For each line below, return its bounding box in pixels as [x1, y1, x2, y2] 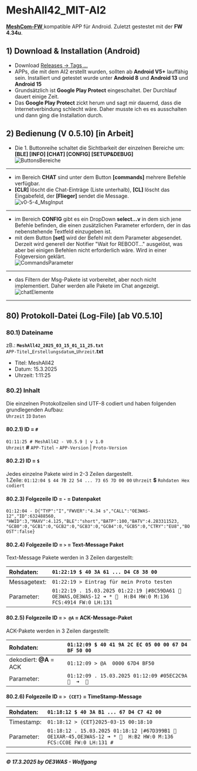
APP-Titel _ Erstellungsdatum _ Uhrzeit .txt [6, 348, 104, 355]
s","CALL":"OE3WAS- [103, 508, 151, 514]
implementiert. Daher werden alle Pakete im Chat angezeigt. [14, 282, 160, 289]
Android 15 [14, 80, 42, 87]
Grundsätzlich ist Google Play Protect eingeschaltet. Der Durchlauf [14, 86, 177, 94]
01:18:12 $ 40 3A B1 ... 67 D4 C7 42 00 [47, 708, 162, 715]
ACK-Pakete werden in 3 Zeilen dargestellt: [6, 627, 110, 634]
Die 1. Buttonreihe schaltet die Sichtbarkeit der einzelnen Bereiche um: [14, 144, 185, 151]
